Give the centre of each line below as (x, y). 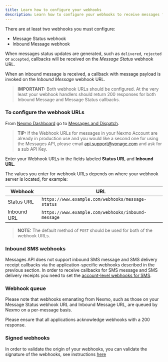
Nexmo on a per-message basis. (39, 310)
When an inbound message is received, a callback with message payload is (83, 74)
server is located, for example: (36, 179)
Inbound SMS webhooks (35, 248)
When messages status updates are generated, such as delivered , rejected (83, 54)
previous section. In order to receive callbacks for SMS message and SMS (81, 270)
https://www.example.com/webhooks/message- (94, 199)
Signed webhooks (27, 338)
